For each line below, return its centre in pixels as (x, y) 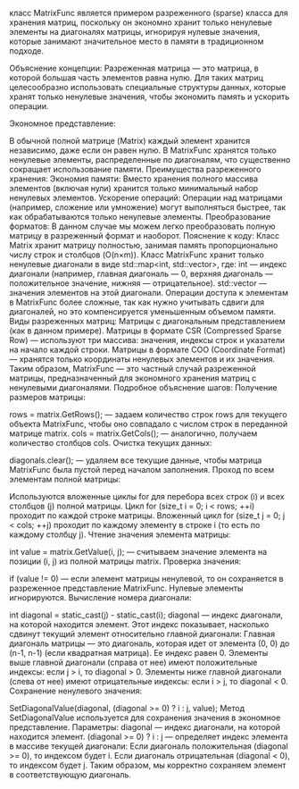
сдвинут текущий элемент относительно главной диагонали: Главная (142, 634)
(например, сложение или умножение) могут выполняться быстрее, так (148, 207)
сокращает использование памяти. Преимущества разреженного (135, 169)
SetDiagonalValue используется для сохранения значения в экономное (145, 718)
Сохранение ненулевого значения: (76, 691)
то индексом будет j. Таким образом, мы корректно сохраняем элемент (148, 765)
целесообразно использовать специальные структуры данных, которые (148, 87)
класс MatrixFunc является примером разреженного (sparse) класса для (149, 13)
